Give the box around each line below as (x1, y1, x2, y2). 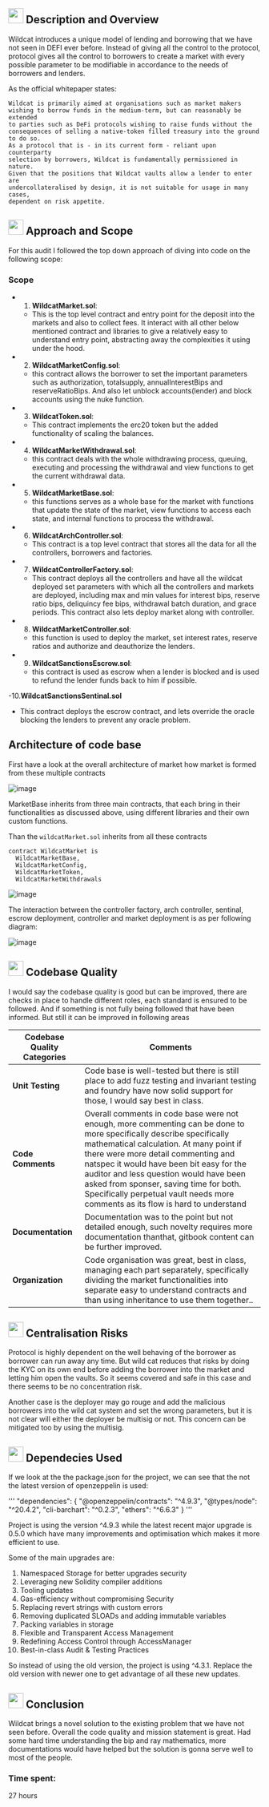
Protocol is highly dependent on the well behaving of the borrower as (8, 1348, 237, 1357)
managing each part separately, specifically (84, 1264, 250, 1275)
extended (8, 113, 38, 121)
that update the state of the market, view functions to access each (31, 505, 251, 514)
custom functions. (8, 816, 68, 825)
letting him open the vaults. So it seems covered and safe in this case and (8, 1373, 251, 1383)
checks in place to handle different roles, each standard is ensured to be (8, 995, 247, 1005)
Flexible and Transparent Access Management (19, 1628, 174, 1638)
